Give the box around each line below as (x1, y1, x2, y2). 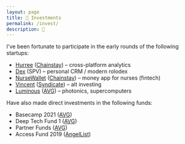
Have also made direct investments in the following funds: (6, 99, 153, 107)
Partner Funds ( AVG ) (15, 124, 68, 132)
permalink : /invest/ (6, 20, 59, 26)
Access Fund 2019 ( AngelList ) (15, 131, 91, 138)
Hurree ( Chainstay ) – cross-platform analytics (15, 61, 131, 69)
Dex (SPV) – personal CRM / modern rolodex (15, 68, 128, 75)
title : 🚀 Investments (6, 15, 62, 21)
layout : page (6, 9, 40, 15)
